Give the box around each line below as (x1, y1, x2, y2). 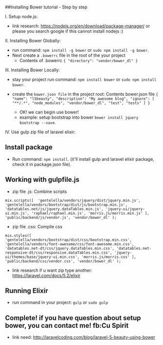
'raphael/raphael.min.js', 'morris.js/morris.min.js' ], (31, 211, 150, 216)
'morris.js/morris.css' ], (81, 254, 137, 259)
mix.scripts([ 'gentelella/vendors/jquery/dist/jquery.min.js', (5, 198, 141, 203)
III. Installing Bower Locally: (5, 67, 60, 73)
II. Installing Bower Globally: (5, 38, 61, 43)
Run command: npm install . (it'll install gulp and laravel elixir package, (12, 156, 155, 162)
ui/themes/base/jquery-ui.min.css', (5, 254, 80, 259)
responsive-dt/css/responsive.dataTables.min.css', (5, 250, 112, 255)
